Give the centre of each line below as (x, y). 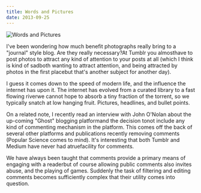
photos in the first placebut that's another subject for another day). (89, 72)
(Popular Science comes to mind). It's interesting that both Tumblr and (93, 139)
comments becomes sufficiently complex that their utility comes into (91, 177)
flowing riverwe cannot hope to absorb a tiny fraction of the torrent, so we (98, 96)
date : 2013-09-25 (28, 17)
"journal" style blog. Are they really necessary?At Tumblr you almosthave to (100, 52)
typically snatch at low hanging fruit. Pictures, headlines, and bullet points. (98, 102)
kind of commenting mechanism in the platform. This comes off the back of (99, 127)
